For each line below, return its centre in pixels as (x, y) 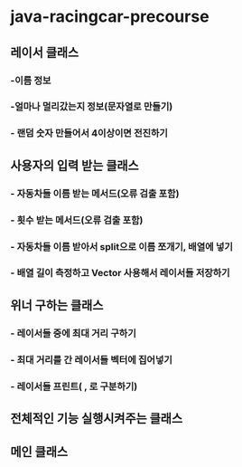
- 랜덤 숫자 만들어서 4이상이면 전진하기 (89, 133)
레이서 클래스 (45, 52)
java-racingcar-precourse (110, 17)
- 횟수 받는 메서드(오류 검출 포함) (77, 220)
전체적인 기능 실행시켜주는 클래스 (97, 418)
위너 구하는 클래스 (57, 305)
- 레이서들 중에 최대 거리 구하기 (73, 333)
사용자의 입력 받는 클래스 (74, 165)
